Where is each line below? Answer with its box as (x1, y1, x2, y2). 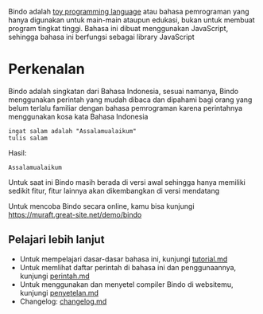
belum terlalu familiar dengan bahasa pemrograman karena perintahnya (8, 103, 243, 112)
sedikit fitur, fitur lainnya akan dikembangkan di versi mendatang (8, 186, 220, 195)
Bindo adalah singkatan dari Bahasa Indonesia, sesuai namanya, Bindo (8, 86, 239, 96)
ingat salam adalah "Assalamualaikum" (8, 127, 137, 135)
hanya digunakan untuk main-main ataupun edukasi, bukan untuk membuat (8, 15, 256, 25)
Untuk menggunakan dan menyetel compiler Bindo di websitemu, (19, 279, 234, 289)
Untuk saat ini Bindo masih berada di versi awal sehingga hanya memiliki (8, 177, 246, 186)
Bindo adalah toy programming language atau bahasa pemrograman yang (8, 7, 249, 16)
